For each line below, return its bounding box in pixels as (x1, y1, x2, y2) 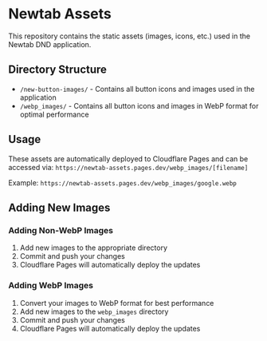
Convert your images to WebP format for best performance (19, 298, 214, 307)
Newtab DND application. (8, 39, 92, 49)
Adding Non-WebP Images (8, 224, 114, 236)
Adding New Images (8, 200, 111, 214)
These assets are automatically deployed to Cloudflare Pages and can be (8, 153, 249, 164)
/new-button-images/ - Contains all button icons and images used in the (19, 84, 255, 93)
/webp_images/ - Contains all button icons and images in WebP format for (19, 101, 259, 110)
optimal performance (19, 109, 89, 119)
